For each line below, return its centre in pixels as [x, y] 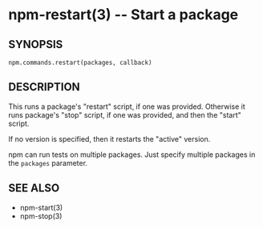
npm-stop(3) [41, 216]
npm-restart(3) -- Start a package [123, 15]
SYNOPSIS [36, 44]
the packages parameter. [48, 163]
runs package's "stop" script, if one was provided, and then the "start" [125, 114]
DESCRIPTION [44, 87]
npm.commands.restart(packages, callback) [80, 62]
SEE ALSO [34, 189]
